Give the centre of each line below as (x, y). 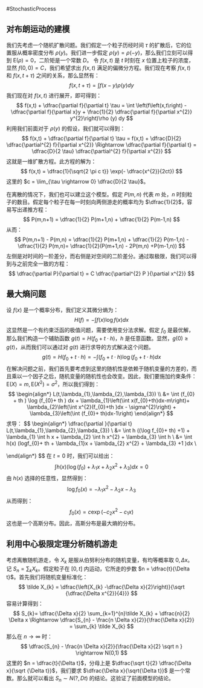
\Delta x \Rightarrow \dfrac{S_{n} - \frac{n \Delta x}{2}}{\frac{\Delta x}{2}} (101, 620)
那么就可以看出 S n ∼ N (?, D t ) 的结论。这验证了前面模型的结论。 (95, 679)
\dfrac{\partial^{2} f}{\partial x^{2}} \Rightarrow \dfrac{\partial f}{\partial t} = (101, 144)
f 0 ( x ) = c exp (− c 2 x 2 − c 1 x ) (101, 512)
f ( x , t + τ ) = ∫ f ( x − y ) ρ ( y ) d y (101, 85)
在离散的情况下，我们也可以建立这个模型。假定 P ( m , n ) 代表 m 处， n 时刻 (97, 194)
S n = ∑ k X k (25, 569)
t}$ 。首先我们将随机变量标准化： (47, 577)
